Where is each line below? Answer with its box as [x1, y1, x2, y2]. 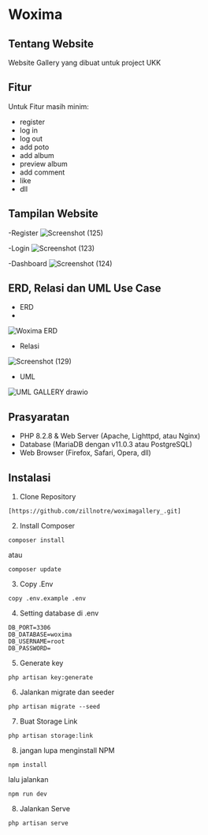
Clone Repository [19, 492, 76, 502]
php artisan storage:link [8, 732, 93, 740]
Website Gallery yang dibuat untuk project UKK [8, 58, 162, 67]
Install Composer [19, 521, 76, 531]
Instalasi [8, 471, 51, 484]
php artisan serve [8, 819, 69, 827]
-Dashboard [8, 258, 47, 268]
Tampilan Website [8, 207, 98, 220]
